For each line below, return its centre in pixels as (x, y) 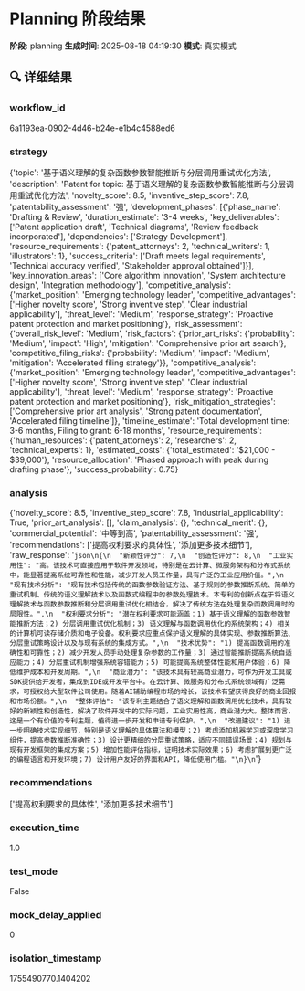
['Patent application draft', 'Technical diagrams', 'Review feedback (134, 227)
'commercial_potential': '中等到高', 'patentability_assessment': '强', (134, 533)
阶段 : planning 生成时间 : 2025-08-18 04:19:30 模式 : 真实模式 (123, 46)
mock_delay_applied (56, 915)
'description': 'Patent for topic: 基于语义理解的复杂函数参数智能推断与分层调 (152, 184)
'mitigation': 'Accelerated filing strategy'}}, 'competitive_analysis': (133, 363)
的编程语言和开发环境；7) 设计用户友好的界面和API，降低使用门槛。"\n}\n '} (136, 759)
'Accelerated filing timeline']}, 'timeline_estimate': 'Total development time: (150, 420)
